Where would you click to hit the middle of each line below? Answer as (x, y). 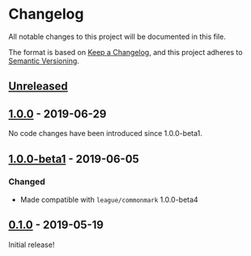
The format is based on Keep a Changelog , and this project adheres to (125, 52)
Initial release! (32, 245)
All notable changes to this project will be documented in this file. (117, 36)
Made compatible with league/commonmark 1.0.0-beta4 (109, 199)
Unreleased (38, 86)
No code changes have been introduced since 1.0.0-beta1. (105, 134)
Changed (27, 181)
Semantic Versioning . (44, 61)
